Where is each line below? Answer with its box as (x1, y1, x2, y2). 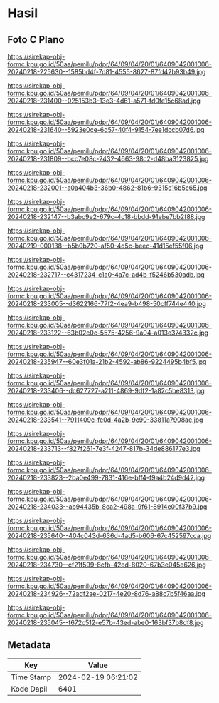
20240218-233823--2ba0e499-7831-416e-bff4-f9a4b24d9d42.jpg (7, 473, 205, 482)
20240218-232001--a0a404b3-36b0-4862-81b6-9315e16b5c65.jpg (7, 183, 208, 192)
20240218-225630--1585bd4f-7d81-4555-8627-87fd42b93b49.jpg (7, 68, 206, 76)
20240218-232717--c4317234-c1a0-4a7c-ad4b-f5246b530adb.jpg (7, 270, 205, 279)
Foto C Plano (7, 34, 65, 46)
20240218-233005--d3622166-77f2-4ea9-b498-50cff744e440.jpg (7, 300, 206, 308)
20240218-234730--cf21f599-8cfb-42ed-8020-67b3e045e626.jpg (7, 560, 206, 569)
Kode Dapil (11, 684, 48, 694)
